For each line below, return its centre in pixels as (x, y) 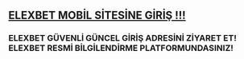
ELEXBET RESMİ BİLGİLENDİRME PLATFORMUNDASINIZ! (121, 48)
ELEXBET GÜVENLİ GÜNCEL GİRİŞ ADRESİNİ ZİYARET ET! (123, 38)
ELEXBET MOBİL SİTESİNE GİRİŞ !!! (97, 16)
